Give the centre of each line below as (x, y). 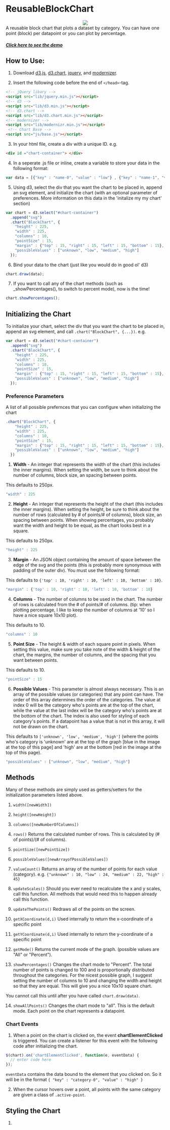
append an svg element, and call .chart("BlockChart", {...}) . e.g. (76, 331)
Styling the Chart (33, 1111)
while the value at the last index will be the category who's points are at (87, 710)
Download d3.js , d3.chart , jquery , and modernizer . (65, 73)
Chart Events (22, 1024)
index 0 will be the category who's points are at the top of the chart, (83, 705)
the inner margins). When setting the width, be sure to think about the (85, 470)
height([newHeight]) (35, 815)
